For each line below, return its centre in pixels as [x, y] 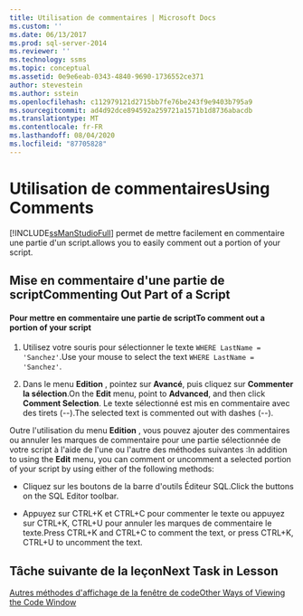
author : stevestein [46, 85]
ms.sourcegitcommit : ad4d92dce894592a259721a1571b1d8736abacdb [131, 110]
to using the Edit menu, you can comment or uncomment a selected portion [151, 460]
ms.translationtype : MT [54, 118]
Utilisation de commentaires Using [140, 189]
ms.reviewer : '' [40, 52]
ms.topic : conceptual [50, 69]
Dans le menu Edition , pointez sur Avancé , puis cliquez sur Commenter [158, 384]
